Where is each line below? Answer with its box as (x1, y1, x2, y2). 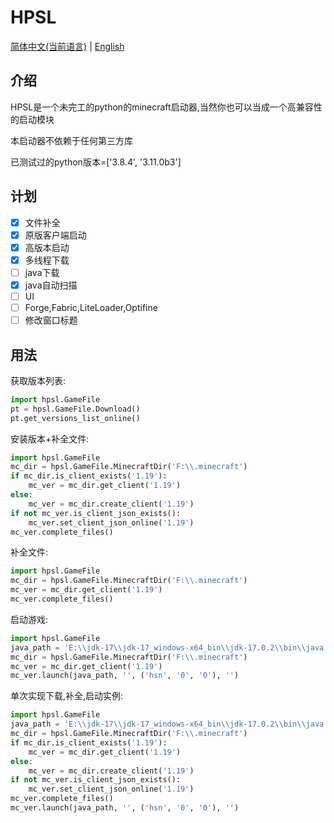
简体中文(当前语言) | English (10, 40, 125, 52)
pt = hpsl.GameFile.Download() (10, 404, 141, 414)
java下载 (24, 266, 60, 278)
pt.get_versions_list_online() (10, 413, 141, 423)
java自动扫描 (24, 279, 78, 291)
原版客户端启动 (24, 229, 87, 241)
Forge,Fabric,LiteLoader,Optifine (24, 302, 158, 313)
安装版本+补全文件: (10, 432, 90, 445)
